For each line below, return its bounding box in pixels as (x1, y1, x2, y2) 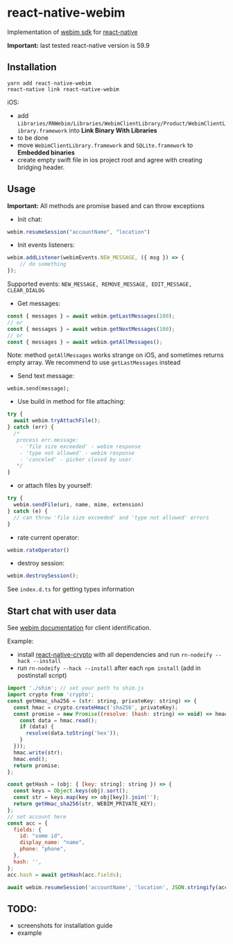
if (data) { (19, 723, 54, 730)
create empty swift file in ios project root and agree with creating (17, 155, 202, 164)
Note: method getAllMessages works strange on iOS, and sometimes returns (7, 351, 224, 359)
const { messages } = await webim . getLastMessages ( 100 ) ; (7, 313, 175, 320)
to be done (17, 133, 49, 141)
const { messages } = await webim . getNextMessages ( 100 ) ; (7, 325, 175, 332)
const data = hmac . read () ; (19, 716, 98, 724)
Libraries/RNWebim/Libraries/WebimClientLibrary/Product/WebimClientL (17, 120, 226, 127)
